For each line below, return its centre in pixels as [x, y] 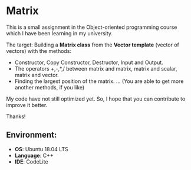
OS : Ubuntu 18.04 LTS [42, 149]
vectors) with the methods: [39, 51]
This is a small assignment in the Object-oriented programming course [92, 27]
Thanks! [16, 116]
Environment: [32, 135]
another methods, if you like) [50, 87]
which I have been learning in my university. [60, 33]
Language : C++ [34, 155]
